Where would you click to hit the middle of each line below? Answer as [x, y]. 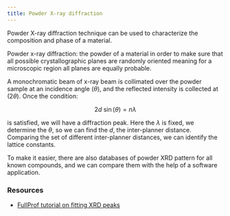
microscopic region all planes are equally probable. [79, 68]
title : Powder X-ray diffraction [55, 13]
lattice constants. [32, 144]
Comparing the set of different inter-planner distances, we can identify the [112, 137]
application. [24, 172]
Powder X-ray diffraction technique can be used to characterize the [103, 33]
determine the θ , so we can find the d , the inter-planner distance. [100, 130]
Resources [25, 190]
